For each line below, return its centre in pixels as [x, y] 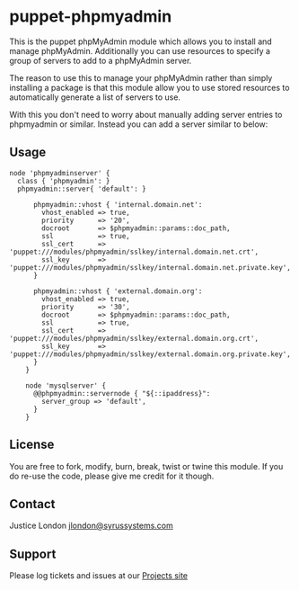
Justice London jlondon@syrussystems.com [91, 526]
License [32, 445]
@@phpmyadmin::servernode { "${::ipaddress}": [122, 393]
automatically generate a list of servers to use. [95, 97]
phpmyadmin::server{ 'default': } [82, 189]
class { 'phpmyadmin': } [64, 181]
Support [33, 554]
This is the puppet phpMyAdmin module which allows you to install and [141, 41]
